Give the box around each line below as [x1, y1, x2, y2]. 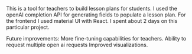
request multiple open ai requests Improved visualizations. [6, 41, 148, 48]
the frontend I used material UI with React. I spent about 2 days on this [6, 18, 178, 24]
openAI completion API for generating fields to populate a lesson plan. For [6, 11, 186, 18]
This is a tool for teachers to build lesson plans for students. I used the [6, 5, 177, 12]
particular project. [6, 23, 50, 31]
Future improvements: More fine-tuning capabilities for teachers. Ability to [6, 35, 187, 42]
